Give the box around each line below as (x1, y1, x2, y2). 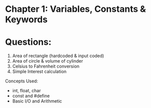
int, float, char (12, 88, 41, 94)
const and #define (12, 93, 50, 99)
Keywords (5, 14, 48, 25)
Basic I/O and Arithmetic (12, 98, 62, 104)
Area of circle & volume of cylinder (12, 58, 83, 64)
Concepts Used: (5, 78, 38, 84)
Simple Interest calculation (12, 69, 67, 74)
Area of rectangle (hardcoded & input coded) (12, 53, 104, 59)
